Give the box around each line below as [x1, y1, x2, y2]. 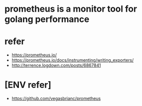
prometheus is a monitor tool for [4, 3, 137, 15]
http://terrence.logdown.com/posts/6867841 [11, 62, 101, 69]
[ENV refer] [4, 79, 52, 90]
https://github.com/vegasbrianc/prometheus [11, 96, 101, 102]
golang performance [4, 14, 89, 25]
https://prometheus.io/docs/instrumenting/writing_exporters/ [11, 57, 134, 63]
